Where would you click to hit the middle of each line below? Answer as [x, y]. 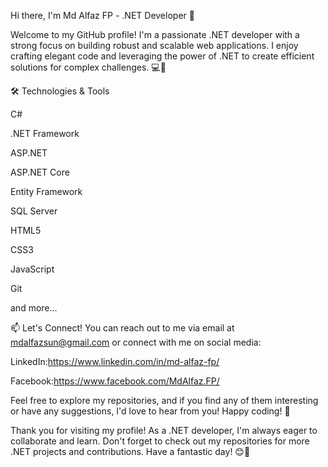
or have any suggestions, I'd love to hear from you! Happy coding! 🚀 [150, 411]
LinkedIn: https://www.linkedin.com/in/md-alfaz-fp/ [115, 361]
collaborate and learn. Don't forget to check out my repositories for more [160, 441]
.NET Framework [45, 133]
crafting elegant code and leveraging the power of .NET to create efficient [162, 56]
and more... [34, 308]
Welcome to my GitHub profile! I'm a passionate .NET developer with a [155, 34]
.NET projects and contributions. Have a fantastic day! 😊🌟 [130, 451]
